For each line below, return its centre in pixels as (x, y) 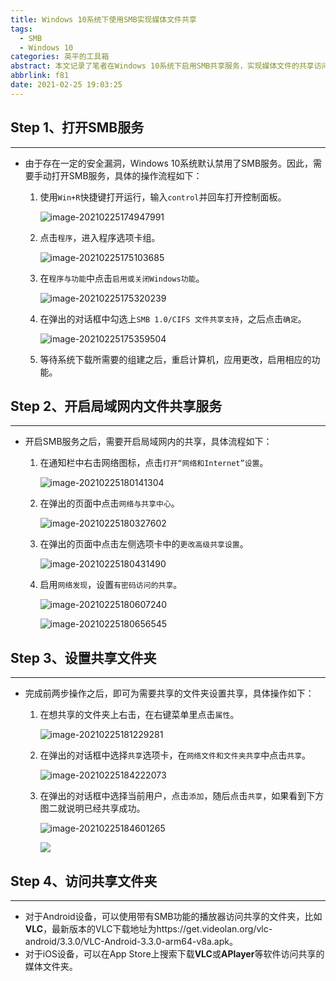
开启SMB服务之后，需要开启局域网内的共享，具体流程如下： (148, 442)
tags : (21, 29)
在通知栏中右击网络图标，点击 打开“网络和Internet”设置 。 (154, 463)
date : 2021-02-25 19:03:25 (66, 85)
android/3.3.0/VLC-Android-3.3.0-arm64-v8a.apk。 (131, 941)
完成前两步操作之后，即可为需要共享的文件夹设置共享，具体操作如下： (169, 693)
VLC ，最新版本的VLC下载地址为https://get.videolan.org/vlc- (148, 929)
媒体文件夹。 (51, 966)
